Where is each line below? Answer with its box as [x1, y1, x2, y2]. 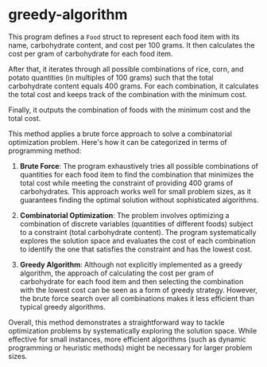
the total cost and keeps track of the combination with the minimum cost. [8, 89, 248, 99]
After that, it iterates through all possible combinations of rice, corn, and [8, 64, 244, 73]
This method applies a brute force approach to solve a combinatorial [8, 129, 233, 139]
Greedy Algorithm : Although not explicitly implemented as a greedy [19, 260, 242, 269]
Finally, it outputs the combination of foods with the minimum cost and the [8, 105, 251, 115]
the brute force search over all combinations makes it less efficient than [19, 293, 254, 303]
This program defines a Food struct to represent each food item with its [8, 32, 240, 41]
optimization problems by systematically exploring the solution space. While [8, 326, 257, 335]
